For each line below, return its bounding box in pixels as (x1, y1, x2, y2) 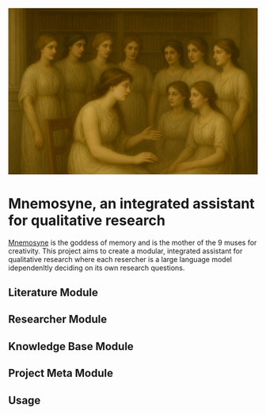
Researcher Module (8, 313, 108, 326)
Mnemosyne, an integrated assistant (8, 194, 255, 212)
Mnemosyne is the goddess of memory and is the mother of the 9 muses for (8, 238, 257, 247)
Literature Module (8, 286, 99, 299)
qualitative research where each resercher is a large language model (8, 254, 232, 264)
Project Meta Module (8, 367, 113, 380)
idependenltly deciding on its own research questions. (8, 263, 185, 272)
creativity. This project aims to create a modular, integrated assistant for (8, 246, 243, 256)
